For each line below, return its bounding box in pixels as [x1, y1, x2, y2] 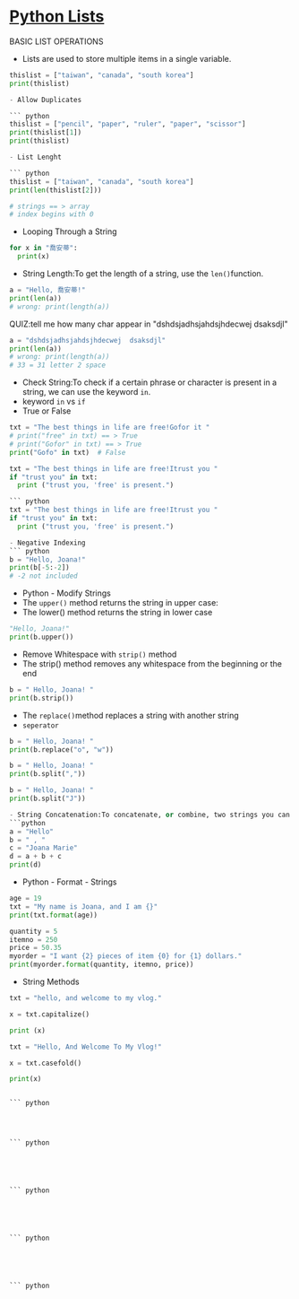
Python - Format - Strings [21, 876, 117, 887]
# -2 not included [9, 571, 78, 580]
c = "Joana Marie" [9, 843, 78, 853]
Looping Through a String [21, 226, 118, 237]
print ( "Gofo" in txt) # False [9, 448, 126, 457]
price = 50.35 [9, 944, 63, 953]
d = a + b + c [9, 852, 63, 861]
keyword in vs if [21, 397, 86, 407]
